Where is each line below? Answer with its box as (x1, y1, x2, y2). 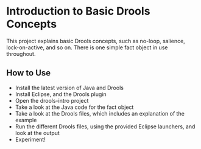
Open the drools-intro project (15, 97, 89, 104)
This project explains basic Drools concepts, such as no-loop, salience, (6, 37, 186, 44)
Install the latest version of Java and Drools (15, 84, 124, 91)
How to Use (6, 68, 51, 78)
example (15, 116, 37, 123)
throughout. (6, 50, 36, 57)
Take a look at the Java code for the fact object (15, 103, 134, 111)
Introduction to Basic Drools (6, 4, 150, 18)
